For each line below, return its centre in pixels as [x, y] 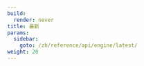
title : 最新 [23, 26]
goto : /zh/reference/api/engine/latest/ [79, 45]
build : [17, 13]
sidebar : [26, 39]
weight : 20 [23, 52]
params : [18, 33]
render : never [34, 20]
